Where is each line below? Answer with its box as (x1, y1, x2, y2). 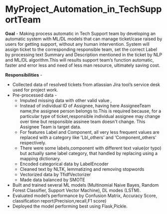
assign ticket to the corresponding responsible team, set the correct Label (5, 46, 158, 52)
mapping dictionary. (19, 155, 61, 161)
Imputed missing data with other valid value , (19, 97, 112, 103)
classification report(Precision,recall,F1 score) (12, 198, 107, 204)
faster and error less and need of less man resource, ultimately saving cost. (5, 62, 161, 68)
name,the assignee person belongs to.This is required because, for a (19, 108, 162, 114)
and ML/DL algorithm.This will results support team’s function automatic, (5, 57, 154, 63)
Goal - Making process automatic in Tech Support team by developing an (5, 30, 156, 36)
